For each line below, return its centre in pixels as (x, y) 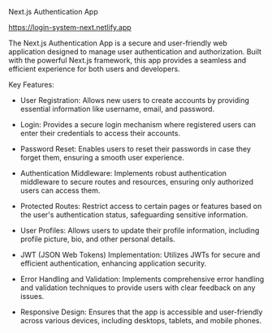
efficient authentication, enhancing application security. (113, 263)
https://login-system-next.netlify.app (70, 27)
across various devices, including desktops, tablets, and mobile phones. (141, 320)
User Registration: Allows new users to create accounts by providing (134, 100)
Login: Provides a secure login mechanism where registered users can (138, 124)
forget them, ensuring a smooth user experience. (102, 158)
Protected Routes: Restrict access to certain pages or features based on (141, 206)
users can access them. (60, 190)
